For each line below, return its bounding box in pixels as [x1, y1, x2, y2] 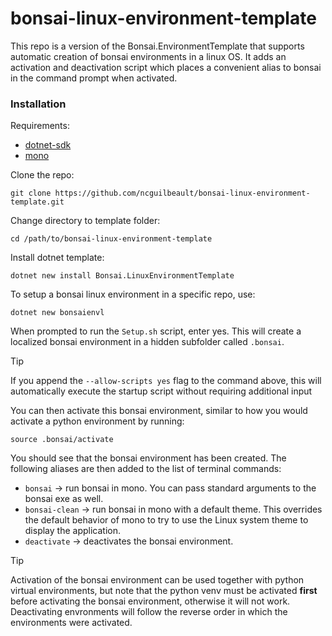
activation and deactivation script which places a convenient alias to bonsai [10, 61, 322, 73]
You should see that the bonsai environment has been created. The [10, 452, 287, 464]
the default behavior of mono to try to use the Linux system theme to [24, 514, 309, 526]
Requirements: [10, 120, 70, 132]
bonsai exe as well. [24, 493, 104, 505]
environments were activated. [10, 617, 133, 629]
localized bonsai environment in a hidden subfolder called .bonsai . [10, 336, 285, 348]
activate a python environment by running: [10, 415, 185, 427]
